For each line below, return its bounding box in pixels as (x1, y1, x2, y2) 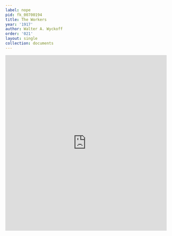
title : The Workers (5, 17, 47, 22)
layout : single (5, 36, 38, 41)
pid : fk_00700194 (5, 12, 42, 17)
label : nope (5, 7, 31, 13)
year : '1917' (5, 21, 33, 27)
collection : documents (5, 41, 54, 46)
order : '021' (5, 31, 33, 36)
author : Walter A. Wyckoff (5, 27, 63, 32)
